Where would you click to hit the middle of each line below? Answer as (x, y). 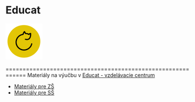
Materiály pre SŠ (34, 92)
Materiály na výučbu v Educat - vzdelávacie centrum (91, 75)
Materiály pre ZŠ (34, 86)
